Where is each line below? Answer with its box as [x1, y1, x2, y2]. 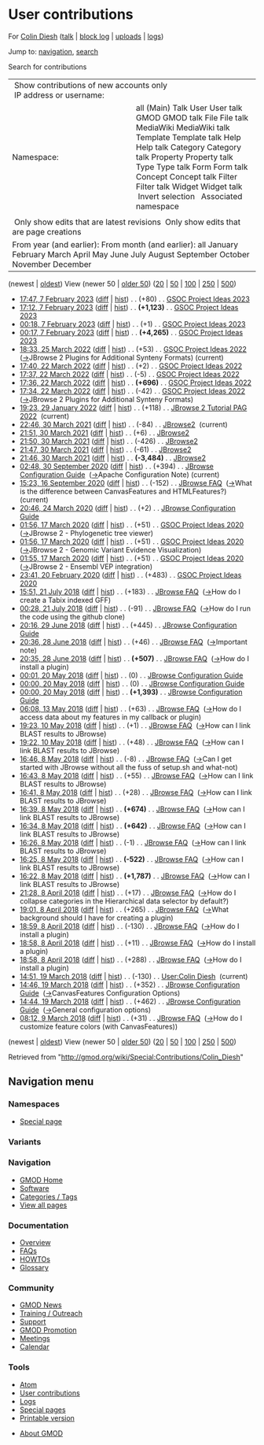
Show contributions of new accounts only [14, 79, 167, 91]
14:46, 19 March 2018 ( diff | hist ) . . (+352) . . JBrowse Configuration [19, 980, 240, 989]
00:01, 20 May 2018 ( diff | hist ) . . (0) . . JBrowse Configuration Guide [19, 671, 244, 680]
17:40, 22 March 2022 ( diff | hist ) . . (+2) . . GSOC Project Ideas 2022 [19, 360, 242, 371]
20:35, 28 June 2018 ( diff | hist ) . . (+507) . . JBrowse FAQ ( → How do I [19, 653, 250, 663]
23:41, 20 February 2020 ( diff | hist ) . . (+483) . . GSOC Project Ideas [19, 570, 242, 579]
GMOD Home [19, 1175, 63, 1184]
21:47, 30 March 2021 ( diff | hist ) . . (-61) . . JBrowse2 [19, 445, 192, 454]
